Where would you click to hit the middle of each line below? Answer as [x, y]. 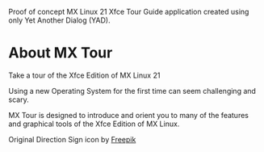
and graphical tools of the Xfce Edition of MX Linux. [94, 124]
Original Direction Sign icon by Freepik [72, 139]
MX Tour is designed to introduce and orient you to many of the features [128, 115]
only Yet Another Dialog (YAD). [59, 20]
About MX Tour [61, 53]
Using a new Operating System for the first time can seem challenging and [132, 91]
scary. [19, 99]
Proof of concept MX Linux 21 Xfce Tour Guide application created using [129, 12]
